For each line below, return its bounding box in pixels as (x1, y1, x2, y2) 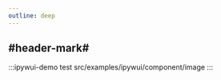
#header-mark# (8, 42, 90, 55)
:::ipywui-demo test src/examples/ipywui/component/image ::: (8, 62, 214, 72)
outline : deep (8, 11, 56, 20)
